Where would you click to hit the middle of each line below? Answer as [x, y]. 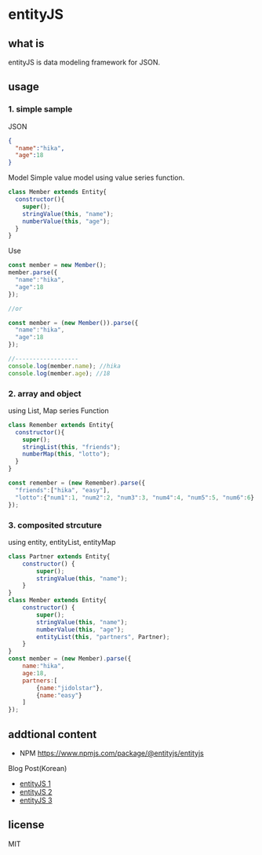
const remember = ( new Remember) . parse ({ [77, 483]
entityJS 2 [36, 791]
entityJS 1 [35, 784]
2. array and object [45, 393]
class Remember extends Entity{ [61, 425]
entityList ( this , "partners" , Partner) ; [103, 637]
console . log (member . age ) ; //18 [59, 373]
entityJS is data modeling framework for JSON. [84, 62]
